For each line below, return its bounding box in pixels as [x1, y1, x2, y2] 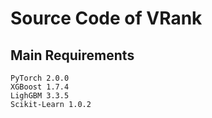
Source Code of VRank [10, 7, 203, 30]
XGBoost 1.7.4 [10, 82, 70, 92]
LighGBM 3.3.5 [10, 91, 70, 101]
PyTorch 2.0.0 [10, 73, 70, 83]
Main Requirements [10, 47, 135, 64]
